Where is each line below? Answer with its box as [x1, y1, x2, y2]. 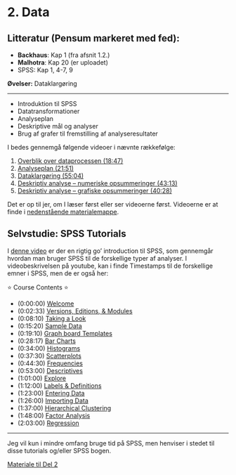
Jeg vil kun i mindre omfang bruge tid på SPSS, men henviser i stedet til [7, 438, 215, 447]
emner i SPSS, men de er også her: [7, 268, 109, 278]
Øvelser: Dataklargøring [7, 79, 77, 88]
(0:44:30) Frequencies [17, 359, 83, 367]
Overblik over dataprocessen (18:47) [17, 157, 124, 165]
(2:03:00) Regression [17, 419, 79, 427]
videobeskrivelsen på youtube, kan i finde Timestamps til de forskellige [7, 261, 214, 270]
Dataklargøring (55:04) [17, 171, 84, 180]
